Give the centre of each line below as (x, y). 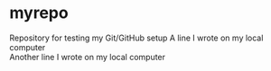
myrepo (39, 13)
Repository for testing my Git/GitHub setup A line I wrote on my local (136, 38)
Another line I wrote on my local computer (87, 57)
